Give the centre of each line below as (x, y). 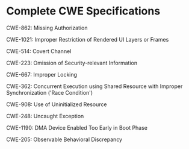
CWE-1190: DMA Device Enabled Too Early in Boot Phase (77, 127)
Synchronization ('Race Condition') (50, 92)
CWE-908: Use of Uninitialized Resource (57, 104)
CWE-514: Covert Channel (39, 51)
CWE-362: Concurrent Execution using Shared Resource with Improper (94, 86)
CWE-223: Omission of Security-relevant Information (72, 63)
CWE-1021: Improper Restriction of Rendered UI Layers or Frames (88, 39)
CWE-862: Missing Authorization (47, 28)
